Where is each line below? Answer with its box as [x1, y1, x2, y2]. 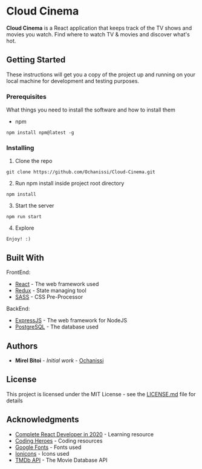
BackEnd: [6, 305, 30, 313]
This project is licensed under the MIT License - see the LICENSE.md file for [6, 390, 196, 397]
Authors [6, 341, 38, 351]
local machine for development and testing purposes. [6, 77, 140, 84]
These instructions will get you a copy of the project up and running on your [6, 71, 195, 78]
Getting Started [6, 55, 66, 65]
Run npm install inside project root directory [15, 180, 125, 187]
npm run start [6, 214, 42, 220]
